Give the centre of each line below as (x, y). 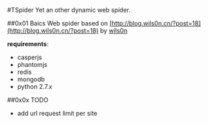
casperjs (30, 57)
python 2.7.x (35, 86)
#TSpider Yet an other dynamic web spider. (69, 10)
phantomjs (32, 64)
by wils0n (114, 31)
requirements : (28, 44)
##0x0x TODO (28, 100)
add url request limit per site (57, 113)
